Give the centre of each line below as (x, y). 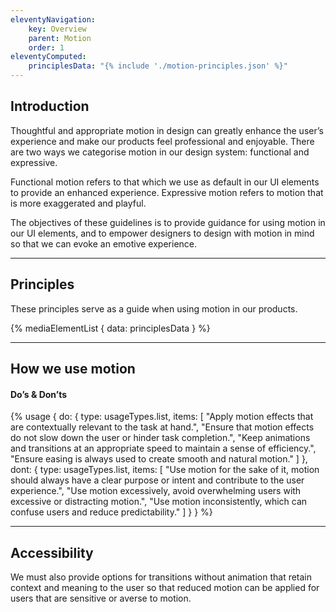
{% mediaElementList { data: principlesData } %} (110, 328)
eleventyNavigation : (53, 19)
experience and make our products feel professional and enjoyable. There (162, 141)
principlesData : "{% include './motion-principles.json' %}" (158, 66)
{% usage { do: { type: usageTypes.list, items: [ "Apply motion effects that (162, 417)
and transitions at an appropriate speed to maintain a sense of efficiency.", (163, 448)
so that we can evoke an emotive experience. (104, 243)
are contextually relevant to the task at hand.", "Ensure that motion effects (162, 427)
